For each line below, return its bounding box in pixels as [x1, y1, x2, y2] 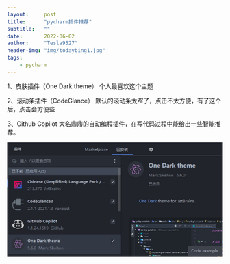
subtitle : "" [7, 25, 51, 32]
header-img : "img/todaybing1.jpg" [7, 47, 106, 54]
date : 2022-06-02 [7, 33, 75, 40]
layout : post [7, 11, 57, 18]
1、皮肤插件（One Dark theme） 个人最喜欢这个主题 [7, 82, 154, 90]
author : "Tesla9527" [7, 40, 78, 47]
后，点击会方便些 [7, 105, 55, 113]
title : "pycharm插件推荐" [7, 18, 92, 25]
